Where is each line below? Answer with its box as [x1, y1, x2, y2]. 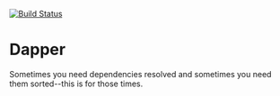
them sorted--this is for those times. [9, 78, 144, 89]
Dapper [9, 40, 66, 60]
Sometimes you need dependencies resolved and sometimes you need [9, 68, 272, 79]
